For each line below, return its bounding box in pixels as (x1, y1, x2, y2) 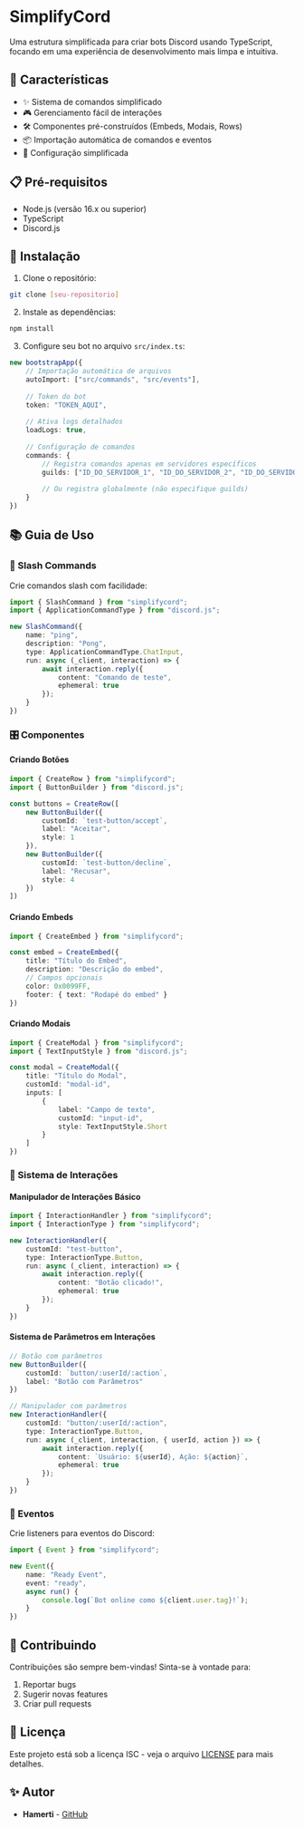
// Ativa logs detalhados (25, 417, 124, 427)
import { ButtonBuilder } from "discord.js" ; (9, 782, 184, 792)
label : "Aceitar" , (42, 825, 111, 834)
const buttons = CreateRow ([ (9, 799, 119, 808)
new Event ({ (9, 1562, 54, 1572)
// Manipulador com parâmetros (9, 1402, 128, 1411)
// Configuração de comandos (25, 442, 136, 451)
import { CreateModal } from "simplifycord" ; (9, 1038, 184, 1048)
